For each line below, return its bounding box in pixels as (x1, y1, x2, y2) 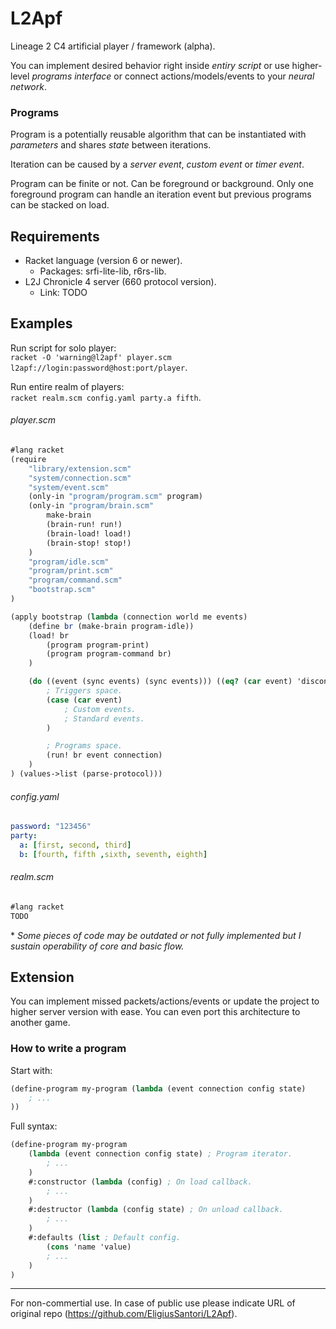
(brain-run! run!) (46, 520, 123, 530)
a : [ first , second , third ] (19, 840, 132, 850)
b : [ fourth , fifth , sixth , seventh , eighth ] (19, 849, 208, 859)
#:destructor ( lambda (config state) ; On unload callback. (28, 1205, 284, 1215)
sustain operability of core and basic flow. (10, 940, 185, 952)
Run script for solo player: (10, 342, 117, 354)
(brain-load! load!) (46, 528, 132, 539)
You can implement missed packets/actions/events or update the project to (10, 995, 320, 1007)
